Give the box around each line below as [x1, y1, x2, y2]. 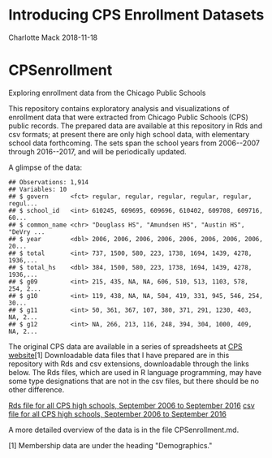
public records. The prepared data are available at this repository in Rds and [8, 120, 263, 131]
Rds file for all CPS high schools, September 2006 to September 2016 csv [8, 400, 256, 410]
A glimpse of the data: [8, 162, 83, 172]
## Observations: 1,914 [8, 178, 89, 186]
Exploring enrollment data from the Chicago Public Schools [8, 88, 206, 97]
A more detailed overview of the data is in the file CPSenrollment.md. [8, 425, 240, 434]
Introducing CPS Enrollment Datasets [8, 6, 265, 24]
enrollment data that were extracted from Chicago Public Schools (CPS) [8, 112, 249, 122]
